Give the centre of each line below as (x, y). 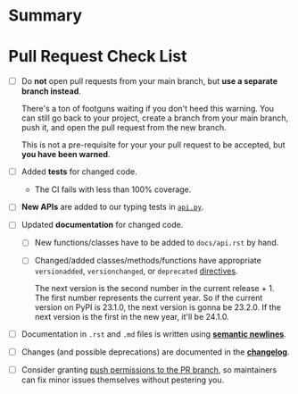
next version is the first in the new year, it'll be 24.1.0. (132, 316)
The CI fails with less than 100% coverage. (113, 189)
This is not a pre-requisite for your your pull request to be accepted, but (153, 145)
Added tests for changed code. (79, 172)
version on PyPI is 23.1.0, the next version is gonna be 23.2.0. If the (158, 307)
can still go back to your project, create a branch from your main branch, (155, 118)
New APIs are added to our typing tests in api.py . (112, 207)
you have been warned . (66, 155)
